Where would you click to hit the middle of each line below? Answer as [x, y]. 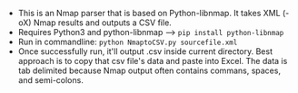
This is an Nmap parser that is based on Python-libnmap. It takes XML [149, 13]
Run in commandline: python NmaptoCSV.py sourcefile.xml [128, 42]
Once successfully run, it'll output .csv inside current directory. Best [145, 51]
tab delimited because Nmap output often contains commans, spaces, [149, 70]
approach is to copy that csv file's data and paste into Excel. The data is [153, 61]
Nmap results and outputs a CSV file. [103, 23]
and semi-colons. [50, 80]
